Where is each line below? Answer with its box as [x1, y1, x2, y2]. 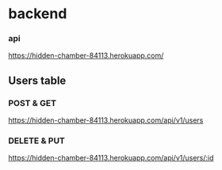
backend [8, 5, 67, 23]
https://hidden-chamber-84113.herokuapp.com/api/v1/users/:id [8, 153, 214, 163]
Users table [8, 74, 67, 87]
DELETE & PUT [8, 135, 66, 146]
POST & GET [8, 97, 57, 108]
